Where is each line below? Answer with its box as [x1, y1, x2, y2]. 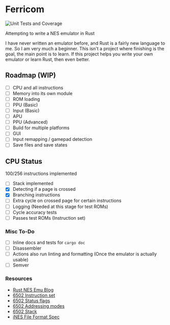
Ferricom [5, 4, 45, 15]
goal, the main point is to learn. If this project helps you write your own [5, 51, 153, 57]
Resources [5, 275, 33, 282]
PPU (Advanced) [12, 119, 48, 125]
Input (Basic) [12, 108, 40, 113]
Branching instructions [12, 192, 61, 198]
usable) [12, 257, 29, 263]
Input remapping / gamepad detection [12, 136, 93, 142]
